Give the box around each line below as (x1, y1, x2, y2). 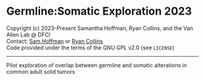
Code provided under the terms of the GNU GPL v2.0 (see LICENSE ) (6, 44, 175, 51)
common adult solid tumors (6, 68, 75, 75)
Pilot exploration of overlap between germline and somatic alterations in (6, 61, 187, 68)
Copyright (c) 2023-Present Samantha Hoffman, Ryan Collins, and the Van (6, 24, 193, 32)
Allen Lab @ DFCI (6, 31, 51, 38)
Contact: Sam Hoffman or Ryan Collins (6, 37, 103, 45)
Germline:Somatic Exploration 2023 (6, 4, 192, 18)
